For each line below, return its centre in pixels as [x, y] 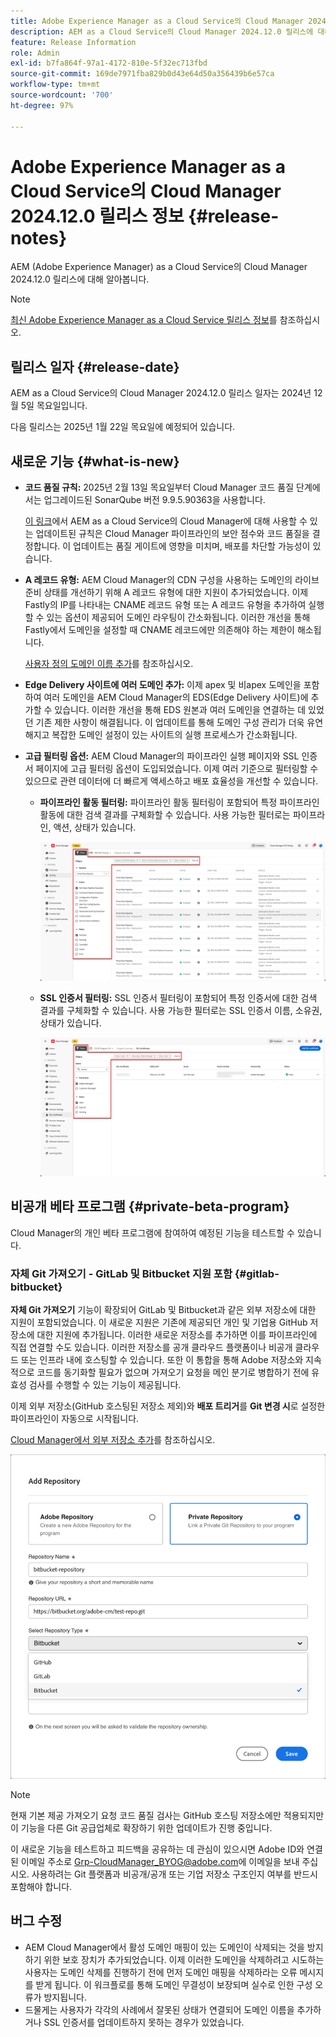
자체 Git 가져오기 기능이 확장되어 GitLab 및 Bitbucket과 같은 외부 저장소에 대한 [163, 1310]
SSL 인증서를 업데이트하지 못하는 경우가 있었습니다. [144, 2022]
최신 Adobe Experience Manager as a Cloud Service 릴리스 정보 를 [144, 320]
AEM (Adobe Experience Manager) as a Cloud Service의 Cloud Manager [159, 267]
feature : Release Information [73, 42]
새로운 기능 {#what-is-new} [95, 461]
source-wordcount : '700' [62, 95]
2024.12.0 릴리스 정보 [97, 216]
